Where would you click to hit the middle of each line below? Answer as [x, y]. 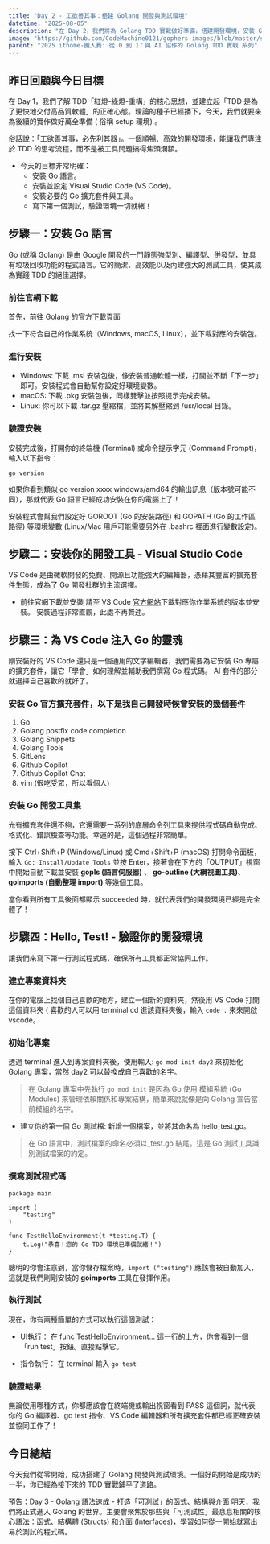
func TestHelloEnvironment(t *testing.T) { [82, 1236]
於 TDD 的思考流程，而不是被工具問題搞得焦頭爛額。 [95, 148]
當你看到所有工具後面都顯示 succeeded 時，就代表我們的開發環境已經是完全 [135, 899]
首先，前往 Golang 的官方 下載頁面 [64, 317]
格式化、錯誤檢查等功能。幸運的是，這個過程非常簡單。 [100, 835]
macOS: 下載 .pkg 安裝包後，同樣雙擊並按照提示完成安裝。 [117, 396]
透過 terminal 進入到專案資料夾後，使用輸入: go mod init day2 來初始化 [126, 1062]
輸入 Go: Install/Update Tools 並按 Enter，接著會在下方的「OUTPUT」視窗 [134, 861]
